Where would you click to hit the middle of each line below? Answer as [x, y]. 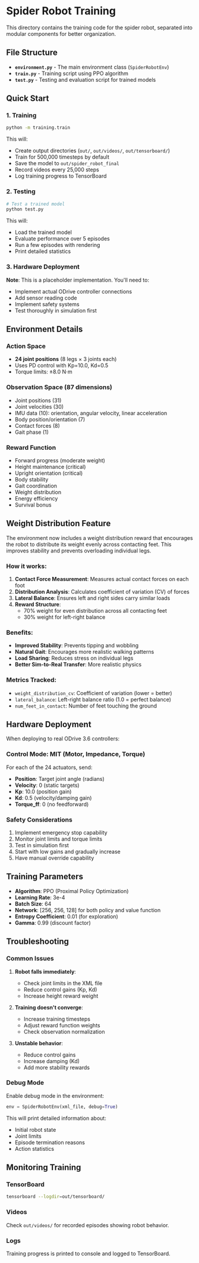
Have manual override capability [54, 858]
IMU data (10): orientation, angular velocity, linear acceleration [91, 413]
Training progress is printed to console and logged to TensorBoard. [88, 1253]
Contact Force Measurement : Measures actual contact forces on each [102, 579]
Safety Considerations [39, 820]
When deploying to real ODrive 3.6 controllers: [63, 739]
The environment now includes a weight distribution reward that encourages [99, 538]
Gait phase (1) [32, 432]
